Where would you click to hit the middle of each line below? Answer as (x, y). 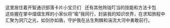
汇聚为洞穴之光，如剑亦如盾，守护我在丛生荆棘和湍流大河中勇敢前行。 (79, 20)
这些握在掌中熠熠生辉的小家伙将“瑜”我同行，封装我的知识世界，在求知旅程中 (85, 14)
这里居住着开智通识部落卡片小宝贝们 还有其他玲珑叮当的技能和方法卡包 (81, 7)
